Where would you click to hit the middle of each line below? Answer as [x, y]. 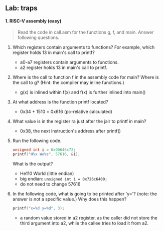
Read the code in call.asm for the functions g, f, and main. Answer [86, 32]
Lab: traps [21, 8]
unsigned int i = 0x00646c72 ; [44, 149]
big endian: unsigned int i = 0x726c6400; [64, 179]
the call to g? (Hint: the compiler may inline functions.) [68, 82]
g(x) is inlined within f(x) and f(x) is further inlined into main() [83, 92]
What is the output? [33, 164]
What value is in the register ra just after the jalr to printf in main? [79, 121]
